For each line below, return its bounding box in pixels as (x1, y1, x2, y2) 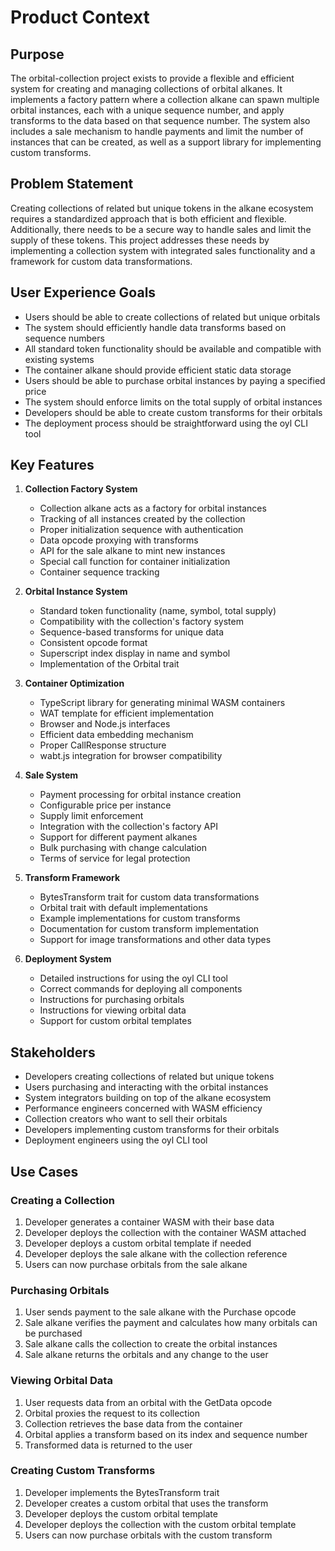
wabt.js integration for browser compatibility (39, 750, 223, 762)
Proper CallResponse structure (39, 739, 167, 751)
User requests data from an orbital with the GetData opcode (24, 1396, 273, 1408)
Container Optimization (24, 677, 125, 690)
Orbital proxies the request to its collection (24, 1407, 200, 1419)
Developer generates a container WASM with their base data (24, 1216, 275, 1228)
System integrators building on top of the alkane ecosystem (24, 1092, 272, 1104)
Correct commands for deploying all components (39, 983, 243, 995)
